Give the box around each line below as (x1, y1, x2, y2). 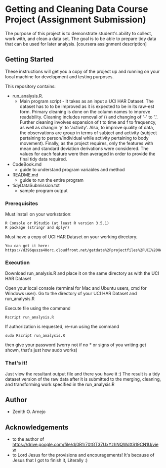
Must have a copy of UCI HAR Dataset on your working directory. (5, 234, 137, 240)
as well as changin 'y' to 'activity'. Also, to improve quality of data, (19, 124, 154, 130)
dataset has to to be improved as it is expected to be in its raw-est (19, 103, 155, 109)
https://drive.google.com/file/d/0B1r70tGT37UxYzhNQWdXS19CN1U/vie (12, 442, 159, 448)
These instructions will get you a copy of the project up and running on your (5, 68, 160, 74)
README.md (12, 172, 39, 178)
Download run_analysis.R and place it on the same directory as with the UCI (5, 270, 160, 276)
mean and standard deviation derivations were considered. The (19, 145, 149, 152)
